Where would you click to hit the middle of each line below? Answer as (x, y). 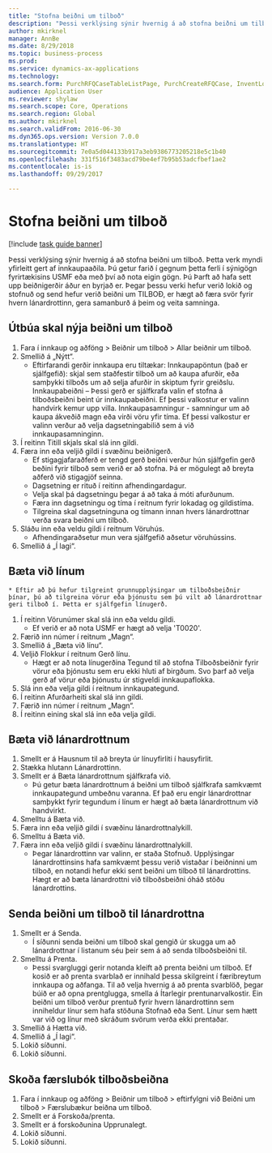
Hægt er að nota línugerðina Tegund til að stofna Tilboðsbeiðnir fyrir (145, 662)
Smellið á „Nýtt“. (47, 356)
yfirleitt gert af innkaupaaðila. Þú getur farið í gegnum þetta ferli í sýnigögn (133, 268)
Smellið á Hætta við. (53, 1028)
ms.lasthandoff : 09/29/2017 (56, 174)
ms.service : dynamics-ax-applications (74, 69)
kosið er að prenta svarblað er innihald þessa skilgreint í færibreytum (147, 976)
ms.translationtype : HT (49, 144)
